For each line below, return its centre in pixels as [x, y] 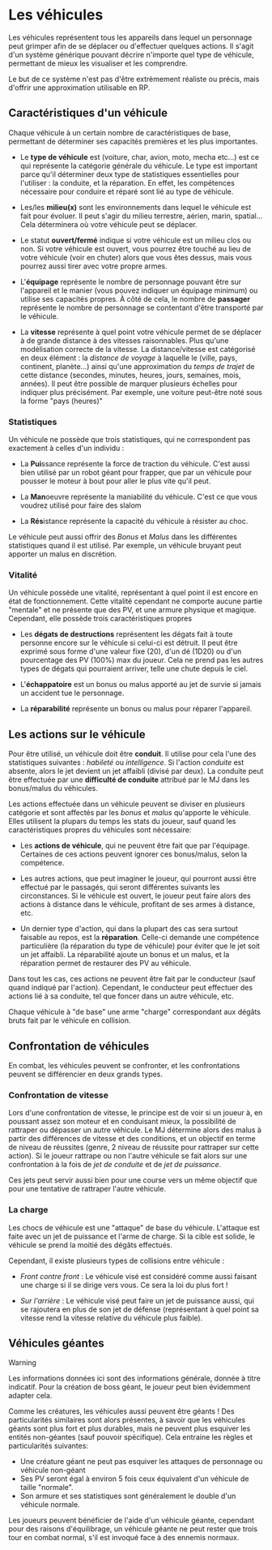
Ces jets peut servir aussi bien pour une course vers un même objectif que [133, 1180]
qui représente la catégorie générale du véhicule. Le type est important [138, 165]
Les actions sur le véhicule [77, 734]
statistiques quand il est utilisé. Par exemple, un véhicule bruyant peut [125, 546]
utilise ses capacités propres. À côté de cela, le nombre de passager [135, 298]
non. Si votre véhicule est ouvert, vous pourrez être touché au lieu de [135, 248]
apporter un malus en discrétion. [63, 554]
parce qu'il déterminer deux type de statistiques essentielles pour [130, 174]
